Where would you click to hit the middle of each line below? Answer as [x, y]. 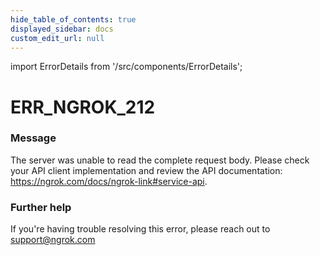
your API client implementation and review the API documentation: [146, 170]
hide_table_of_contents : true [73, 19]
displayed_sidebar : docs [62, 29]
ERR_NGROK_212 [83, 107]
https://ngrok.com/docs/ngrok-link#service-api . [109, 181]
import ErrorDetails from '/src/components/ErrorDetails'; [126, 67]
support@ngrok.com [53, 240]
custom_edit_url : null [57, 38]
